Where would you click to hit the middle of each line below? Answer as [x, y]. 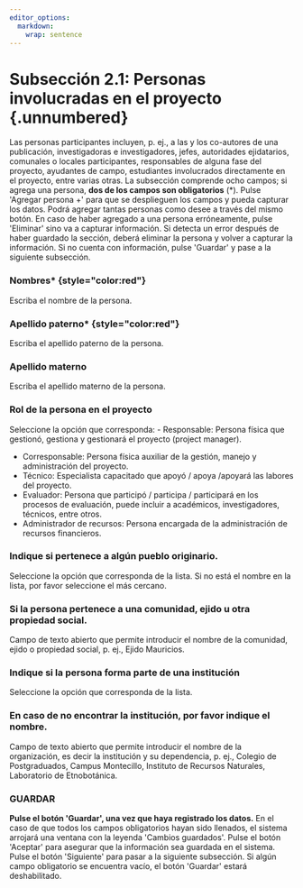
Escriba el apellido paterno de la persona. [87, 343]
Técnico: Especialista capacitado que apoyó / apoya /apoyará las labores [158, 475]
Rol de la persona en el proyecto [81, 409]
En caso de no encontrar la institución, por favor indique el [140, 716]
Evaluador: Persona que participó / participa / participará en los [140, 494]
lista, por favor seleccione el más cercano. [88, 585]
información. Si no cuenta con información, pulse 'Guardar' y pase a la [140, 248]
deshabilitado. [36, 875]
